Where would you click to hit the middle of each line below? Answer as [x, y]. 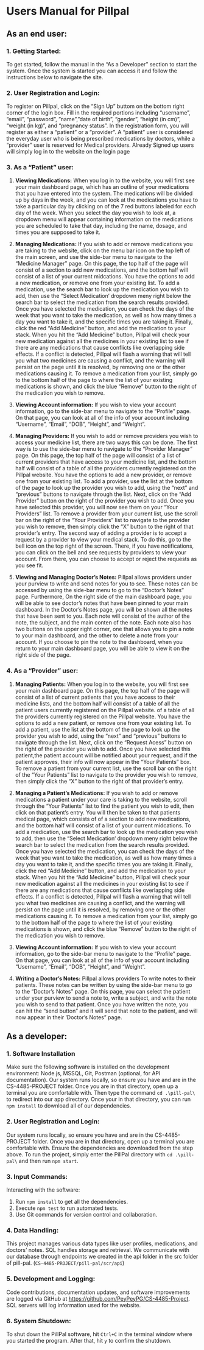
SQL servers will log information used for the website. [74, 1305]
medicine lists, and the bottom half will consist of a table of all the [97, 703]
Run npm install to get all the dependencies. [72, 1202]
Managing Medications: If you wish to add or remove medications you [104, 244]
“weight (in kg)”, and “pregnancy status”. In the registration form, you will [98, 125]
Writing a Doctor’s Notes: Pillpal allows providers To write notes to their [105, 978]
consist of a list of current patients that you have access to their [95, 697]
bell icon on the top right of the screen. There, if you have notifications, [104, 546]
